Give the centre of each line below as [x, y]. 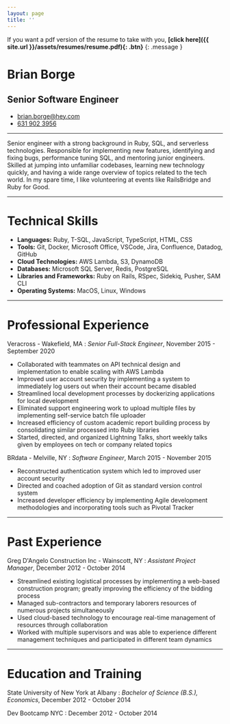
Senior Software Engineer [63, 100]
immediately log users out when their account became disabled [106, 386]
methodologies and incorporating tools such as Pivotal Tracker [105, 507]
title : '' [21, 20]
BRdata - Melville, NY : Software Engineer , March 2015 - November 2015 [110, 458]
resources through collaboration [62, 625]
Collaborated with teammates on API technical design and [99, 365]
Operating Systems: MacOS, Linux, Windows [81, 291]
